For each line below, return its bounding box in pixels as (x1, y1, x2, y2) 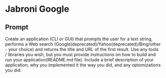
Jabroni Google (5, 3, 70, 15)
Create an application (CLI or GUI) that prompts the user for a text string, (5, 36, 153, 42)
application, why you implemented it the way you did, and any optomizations (5, 62, 161, 68)
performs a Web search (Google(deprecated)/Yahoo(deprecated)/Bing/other (5, 41, 161, 47)
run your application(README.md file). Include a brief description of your (5, 57, 154, 62)
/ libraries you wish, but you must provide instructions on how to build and (5, 52, 156, 57)
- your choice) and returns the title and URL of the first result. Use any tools (5, 47, 159, 52)
